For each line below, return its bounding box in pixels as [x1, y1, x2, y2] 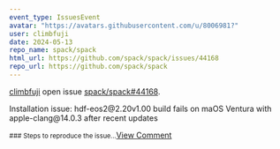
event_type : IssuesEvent [9, 12, 101, 22]
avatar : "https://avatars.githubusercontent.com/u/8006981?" [9, 21, 239, 30]
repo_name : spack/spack [9, 46, 97, 55]
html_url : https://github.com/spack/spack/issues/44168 [9, 54, 219, 63]
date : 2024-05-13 [9, 37, 73, 47]
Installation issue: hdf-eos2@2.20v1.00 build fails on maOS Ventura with [9, 103, 272, 114]
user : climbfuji [9, 29, 69, 38]
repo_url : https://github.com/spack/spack [9, 63, 168, 71]
